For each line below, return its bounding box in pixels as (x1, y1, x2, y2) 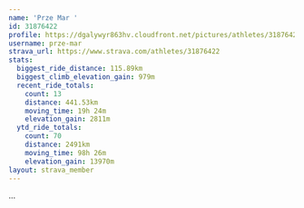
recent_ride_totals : (16, 81, 94, 90)
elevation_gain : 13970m (25, 156, 115, 166)
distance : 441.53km (25, 97, 99, 107)
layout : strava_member (8, 165, 94, 174)
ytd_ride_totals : (16, 124, 83, 133)
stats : (8, 55, 34, 64)
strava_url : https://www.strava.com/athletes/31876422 (8, 47, 221, 56)
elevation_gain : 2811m (25, 114, 111, 124)
